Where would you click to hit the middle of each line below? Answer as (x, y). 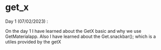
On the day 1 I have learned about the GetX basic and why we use (73, 31)
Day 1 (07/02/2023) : (27, 21)
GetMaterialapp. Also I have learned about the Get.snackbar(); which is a (80, 36)
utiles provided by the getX (33, 41)
